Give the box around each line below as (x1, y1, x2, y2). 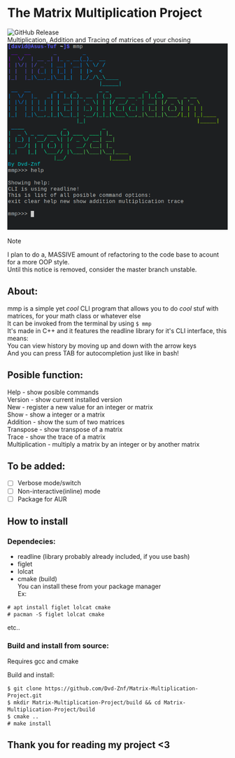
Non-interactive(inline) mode (17, 487, 101, 495)
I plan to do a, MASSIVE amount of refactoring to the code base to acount (7, 250, 219, 259)
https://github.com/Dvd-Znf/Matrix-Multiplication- (44, 685, 199, 692)
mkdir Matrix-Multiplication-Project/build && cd (13, 699, 161, 706)
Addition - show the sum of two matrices (7, 417, 125, 426)
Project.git (7, 692, 42, 699)
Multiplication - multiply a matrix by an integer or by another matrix (7, 440, 200, 448)
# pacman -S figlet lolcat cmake (7, 611, 105, 618)
